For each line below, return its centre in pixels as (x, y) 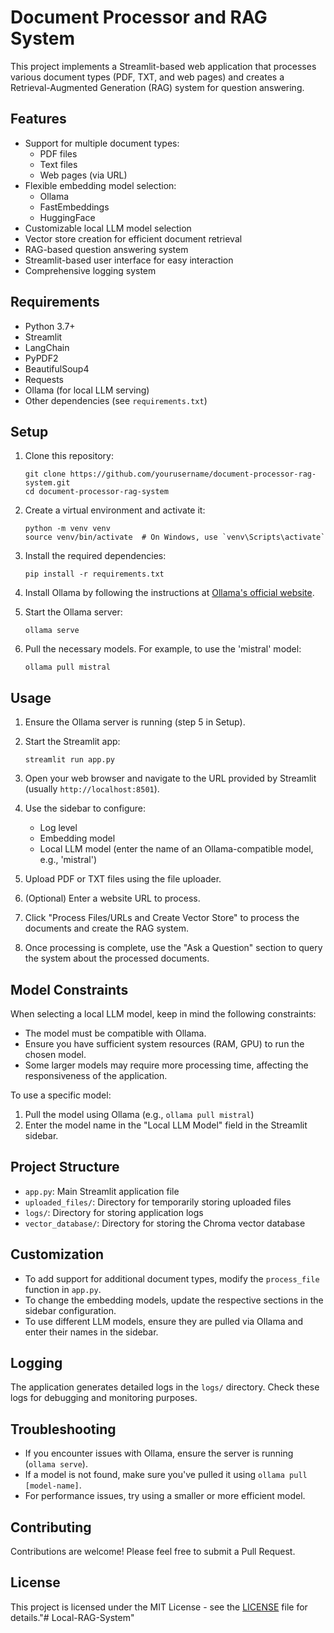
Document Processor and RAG (139, 17)
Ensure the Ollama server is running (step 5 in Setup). (135, 722)
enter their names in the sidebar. (91, 1332)
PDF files (58, 153)
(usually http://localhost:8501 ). (92, 789)
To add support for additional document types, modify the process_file (172, 1278)
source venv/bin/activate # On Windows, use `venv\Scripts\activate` (175, 537)
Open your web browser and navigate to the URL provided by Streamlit (170, 778)
